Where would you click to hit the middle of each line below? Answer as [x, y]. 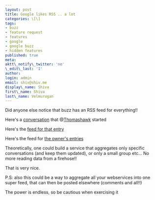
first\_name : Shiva [25, 92]
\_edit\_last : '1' [24, 69]
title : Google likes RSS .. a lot [40, 14]
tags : [11, 23]
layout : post [18, 10]
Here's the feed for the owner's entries [44, 139]
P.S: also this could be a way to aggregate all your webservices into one [78, 177]
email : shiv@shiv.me [26, 82]
